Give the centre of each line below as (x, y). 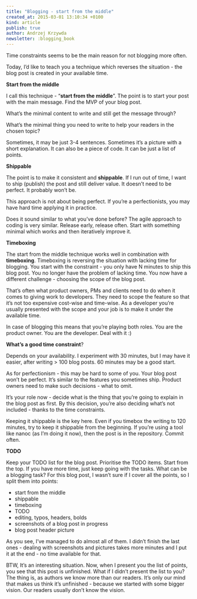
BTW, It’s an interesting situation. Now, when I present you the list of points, (97, 565)
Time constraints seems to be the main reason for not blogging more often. (97, 55)
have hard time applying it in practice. (52, 208)
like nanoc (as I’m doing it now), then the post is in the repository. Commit (95, 434)
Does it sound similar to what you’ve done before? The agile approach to (94, 219)
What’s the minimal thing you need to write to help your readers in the (90, 125)
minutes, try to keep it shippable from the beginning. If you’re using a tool (95, 427)
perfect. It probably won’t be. (41, 190)
